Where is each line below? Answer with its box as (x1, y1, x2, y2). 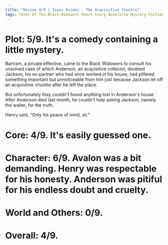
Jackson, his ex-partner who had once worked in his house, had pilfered (5, 71, 154, 77)
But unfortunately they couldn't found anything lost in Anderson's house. (5, 91, 155, 97)
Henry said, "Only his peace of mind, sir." (5, 112, 90, 118)
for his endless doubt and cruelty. (5, 184, 148, 195)
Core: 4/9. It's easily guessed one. (5, 129, 151, 140)
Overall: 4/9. (5, 230, 58, 241)
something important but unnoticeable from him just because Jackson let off (5, 76, 163, 82)
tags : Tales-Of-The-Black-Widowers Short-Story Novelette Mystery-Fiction (5, 12, 164, 17)
